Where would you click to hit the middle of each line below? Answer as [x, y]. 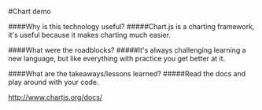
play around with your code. [54, 82]
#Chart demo [30, 11]
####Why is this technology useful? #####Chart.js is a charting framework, [131, 26]
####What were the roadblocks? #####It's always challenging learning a [127, 50]
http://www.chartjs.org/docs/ [55, 97]
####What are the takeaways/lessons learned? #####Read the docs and [127, 73]
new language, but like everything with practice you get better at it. [117, 59]
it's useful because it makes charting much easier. [90, 35]
